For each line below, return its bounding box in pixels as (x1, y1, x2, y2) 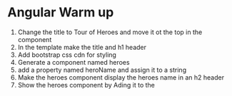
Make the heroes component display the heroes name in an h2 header (17, 73, 225, 82)
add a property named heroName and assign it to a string (17, 65, 187, 74)
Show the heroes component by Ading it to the (17, 80, 155, 89)
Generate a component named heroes (17, 58, 130, 66)
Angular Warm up (7, 4, 114, 21)
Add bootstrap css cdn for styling (17, 50, 116, 59)
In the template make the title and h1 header (17, 43, 146, 51)
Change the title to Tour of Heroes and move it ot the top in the (17, 28, 203, 36)
